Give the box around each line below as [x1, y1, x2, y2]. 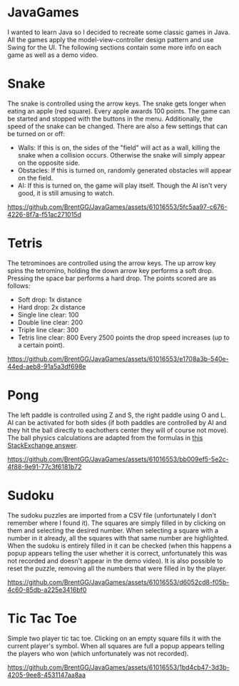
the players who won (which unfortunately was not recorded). [7, 649, 189, 657]
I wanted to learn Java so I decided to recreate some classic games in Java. [7, 28, 230, 36]
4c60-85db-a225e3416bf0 [7, 585, 87, 594]
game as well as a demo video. [7, 51, 98, 59]
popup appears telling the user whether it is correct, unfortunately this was [7, 548, 228, 557]
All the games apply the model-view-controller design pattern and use [7, 35, 214, 43]
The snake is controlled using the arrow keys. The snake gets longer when [7, 99, 226, 108]
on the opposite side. [17, 158, 81, 167]
